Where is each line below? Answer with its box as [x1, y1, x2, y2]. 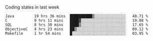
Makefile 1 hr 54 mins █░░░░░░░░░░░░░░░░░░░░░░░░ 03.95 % [5, 31, 149, 36]
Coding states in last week [5, 4, 60, 10]
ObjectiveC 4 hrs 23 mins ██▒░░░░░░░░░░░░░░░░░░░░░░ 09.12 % [5, 27, 149, 32]
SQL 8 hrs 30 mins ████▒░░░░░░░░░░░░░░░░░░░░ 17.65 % [5, 22, 149, 27]
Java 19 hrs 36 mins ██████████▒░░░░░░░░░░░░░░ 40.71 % [5, 14, 149, 19]
